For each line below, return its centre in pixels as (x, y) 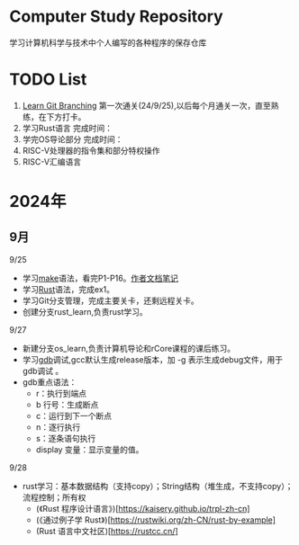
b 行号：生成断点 (67, 404)
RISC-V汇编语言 (52, 161)
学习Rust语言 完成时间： (67, 128)
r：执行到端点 (61, 393)
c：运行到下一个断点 (74, 415)
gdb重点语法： (50, 382)
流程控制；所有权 (54, 497)
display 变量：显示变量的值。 (90, 449)
